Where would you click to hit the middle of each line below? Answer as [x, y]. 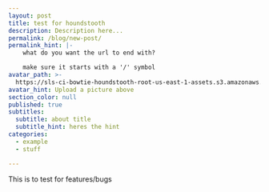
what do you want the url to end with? [89, 53]
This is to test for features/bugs [60, 179]
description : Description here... [66, 30]
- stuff [28, 149]
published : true [35, 105]
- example [32, 142]
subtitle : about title [53, 120]
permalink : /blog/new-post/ [55, 38]
